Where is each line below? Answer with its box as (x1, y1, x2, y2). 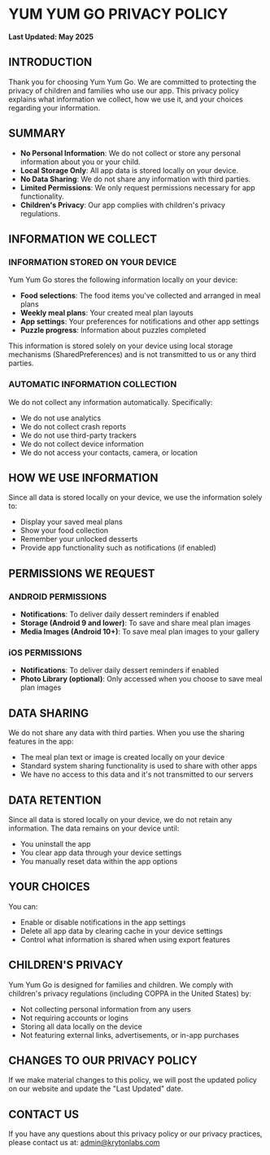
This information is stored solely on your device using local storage (8, 341, 233, 351)
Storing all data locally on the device (20, 1022, 142, 1031)
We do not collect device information (20, 438, 144, 448)
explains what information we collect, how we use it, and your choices (8, 94, 244, 104)
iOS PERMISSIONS (8, 647, 83, 658)
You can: (8, 901, 38, 911)
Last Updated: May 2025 (8, 32, 94, 41)
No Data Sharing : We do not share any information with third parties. (20, 174, 251, 184)
